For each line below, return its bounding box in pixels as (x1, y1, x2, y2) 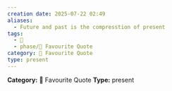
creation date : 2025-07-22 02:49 (7, 10, 106, 18)
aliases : (7, 17, 33, 24)
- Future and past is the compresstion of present (13, 23, 166, 30)
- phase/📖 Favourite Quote (13, 43, 93, 50)
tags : (7, 30, 23, 37)
